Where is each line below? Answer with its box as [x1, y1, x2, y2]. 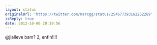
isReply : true [5, 16, 34, 21]
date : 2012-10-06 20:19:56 [5, 21, 61, 26]
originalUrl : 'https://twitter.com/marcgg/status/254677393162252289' [5, 12, 153, 17]
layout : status [5, 7, 36, 12]
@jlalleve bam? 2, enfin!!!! [5, 34, 58, 40]
